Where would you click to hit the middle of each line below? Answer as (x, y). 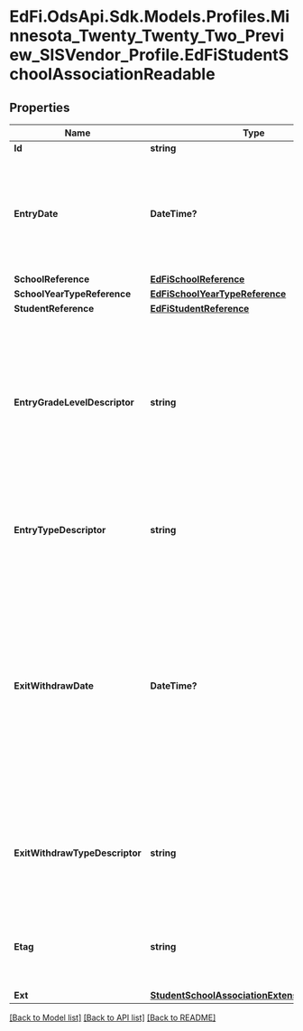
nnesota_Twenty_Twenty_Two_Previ (147, 36)
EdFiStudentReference (200, 309)
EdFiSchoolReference (197, 279)
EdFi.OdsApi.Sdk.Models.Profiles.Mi (150, 17)
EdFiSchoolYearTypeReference (218, 294)
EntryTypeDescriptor (60, 530)
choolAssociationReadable (112, 75)
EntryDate (36, 214)
